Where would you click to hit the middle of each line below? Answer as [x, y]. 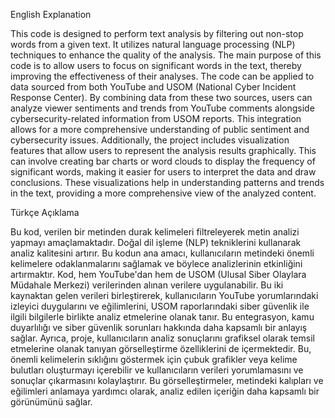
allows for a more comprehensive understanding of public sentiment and [160, 129]
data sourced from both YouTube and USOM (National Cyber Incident [153, 87]
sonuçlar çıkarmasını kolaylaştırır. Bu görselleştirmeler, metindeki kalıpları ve [167, 380]
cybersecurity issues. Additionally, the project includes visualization [150, 140]
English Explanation [51, 14]
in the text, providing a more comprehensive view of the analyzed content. [163, 193]
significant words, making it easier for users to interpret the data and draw [163, 172]
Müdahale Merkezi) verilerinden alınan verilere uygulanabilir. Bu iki [147, 285]
